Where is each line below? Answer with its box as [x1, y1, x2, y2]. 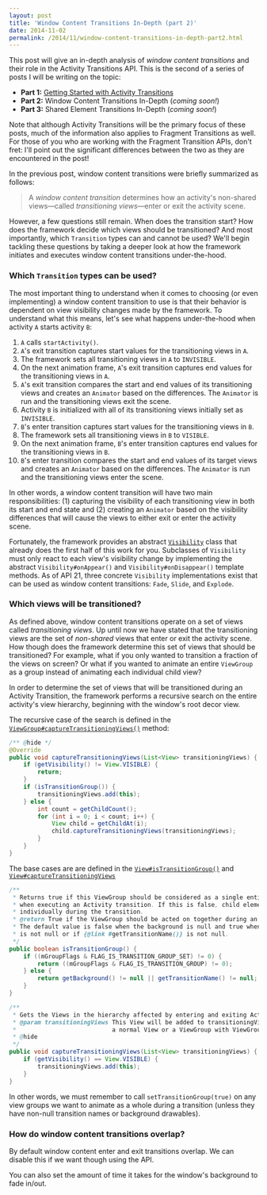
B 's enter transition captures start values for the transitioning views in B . [20, 421, 254, 431]
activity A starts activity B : [9, 322, 92, 332]
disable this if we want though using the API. [9, 1155, 154, 1164]
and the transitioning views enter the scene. [20, 472, 165, 482]
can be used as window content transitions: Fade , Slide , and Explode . [9, 578, 235, 588]
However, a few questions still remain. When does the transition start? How [9, 217, 254, 226]
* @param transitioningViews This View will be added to [12, 1018, 204, 1026]
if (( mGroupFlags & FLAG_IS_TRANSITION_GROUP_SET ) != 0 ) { [23, 952, 223, 960]
